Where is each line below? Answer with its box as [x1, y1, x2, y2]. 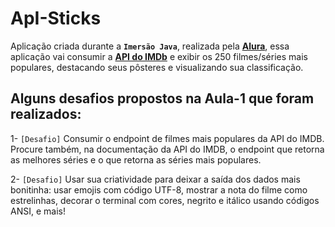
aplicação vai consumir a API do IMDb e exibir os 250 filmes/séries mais [10, 50, 308, 62]
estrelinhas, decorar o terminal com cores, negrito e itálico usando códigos [10, 194, 320, 206]
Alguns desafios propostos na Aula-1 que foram [10, 90, 315, 107]
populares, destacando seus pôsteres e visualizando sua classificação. [10, 61, 304, 73]
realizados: [10, 106, 82, 123]
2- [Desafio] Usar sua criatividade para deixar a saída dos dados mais [10, 173, 301, 185]
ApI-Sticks [10, 7, 102, 30]
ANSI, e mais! [10, 205, 66, 217]
